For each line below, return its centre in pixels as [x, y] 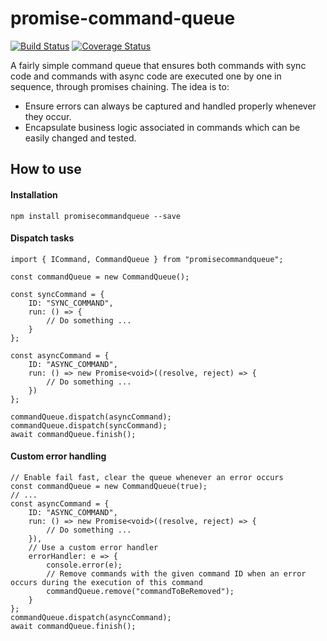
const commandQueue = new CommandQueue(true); [109, 486]
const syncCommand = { [57, 294]
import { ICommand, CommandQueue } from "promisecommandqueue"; [147, 259]
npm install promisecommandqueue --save [96, 216]
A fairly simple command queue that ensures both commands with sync [158, 65]
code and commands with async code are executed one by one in [146, 76]
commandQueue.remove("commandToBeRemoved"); [140, 591]
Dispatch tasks [42, 238]
